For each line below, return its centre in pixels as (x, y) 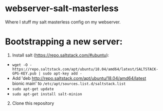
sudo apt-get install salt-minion (47, 94)
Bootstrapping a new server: (64, 42)
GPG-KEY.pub (24, 74)
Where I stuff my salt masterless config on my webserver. (63, 22)
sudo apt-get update (33, 89)
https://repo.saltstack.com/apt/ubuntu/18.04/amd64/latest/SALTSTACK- (85, 69)
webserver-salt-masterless (62, 9)
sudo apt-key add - (63, 74)
